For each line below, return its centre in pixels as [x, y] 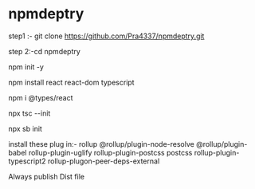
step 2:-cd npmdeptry [45, 51]
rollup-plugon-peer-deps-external [104, 161]
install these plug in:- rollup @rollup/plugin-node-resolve [102, 144]
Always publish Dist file [47, 176]
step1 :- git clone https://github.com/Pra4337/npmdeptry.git [106, 36]
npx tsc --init [29, 113]
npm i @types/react [41, 97]
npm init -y [26, 67]
